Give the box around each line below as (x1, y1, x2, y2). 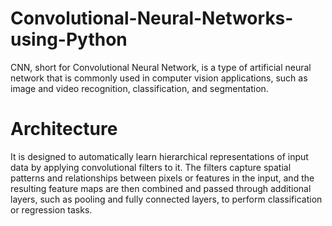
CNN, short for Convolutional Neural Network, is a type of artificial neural (10, 61, 312, 73)
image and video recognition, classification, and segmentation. (10, 82, 269, 94)
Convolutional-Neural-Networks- (10, 7, 294, 30)
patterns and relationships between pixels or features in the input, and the (10, 172, 315, 184)
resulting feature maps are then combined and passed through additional (10, 182, 312, 194)
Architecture (10, 118, 118, 141)
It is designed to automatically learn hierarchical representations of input (10, 150, 309, 162)
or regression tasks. (10, 203, 93, 216)
